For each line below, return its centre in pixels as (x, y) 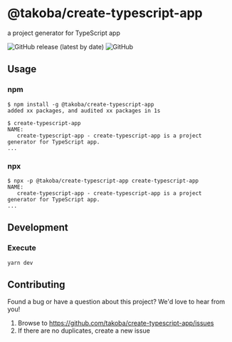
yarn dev (20, 263)
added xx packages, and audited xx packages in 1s (84, 111)
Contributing (36, 285)
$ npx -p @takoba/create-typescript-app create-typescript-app (103, 181)
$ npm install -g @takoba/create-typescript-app (81, 104)
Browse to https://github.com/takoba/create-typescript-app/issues (116, 323)
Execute (22, 248)
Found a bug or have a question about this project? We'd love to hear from (116, 302)
